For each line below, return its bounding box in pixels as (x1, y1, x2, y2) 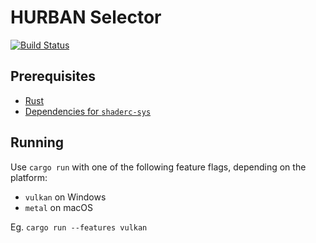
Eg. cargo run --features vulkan (10, 221, 148, 233)
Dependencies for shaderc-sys (24, 105, 152, 117)
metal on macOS (24, 201, 93, 213)
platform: (10, 171, 48, 183)
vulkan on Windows (24, 191, 107, 203)
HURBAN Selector (10, 6, 162, 29)
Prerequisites (10, 68, 96, 85)
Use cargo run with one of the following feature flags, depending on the (10, 161, 307, 173)
